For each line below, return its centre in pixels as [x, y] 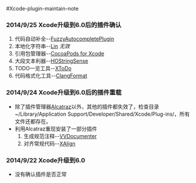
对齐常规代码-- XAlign [49, 143]
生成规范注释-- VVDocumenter [60, 136]
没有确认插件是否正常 [40, 174]
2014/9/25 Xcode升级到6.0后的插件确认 [64, 25]
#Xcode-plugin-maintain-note [43, 9]
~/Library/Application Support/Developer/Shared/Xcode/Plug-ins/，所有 [102, 114]
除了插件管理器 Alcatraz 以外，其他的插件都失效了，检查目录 [87, 106]
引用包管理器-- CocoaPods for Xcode [59, 54]
